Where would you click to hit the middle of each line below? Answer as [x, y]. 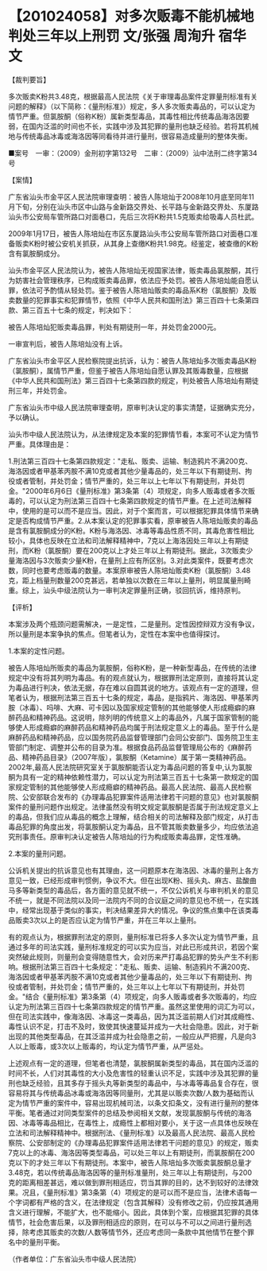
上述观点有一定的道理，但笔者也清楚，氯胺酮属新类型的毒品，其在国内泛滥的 [133, 1063]
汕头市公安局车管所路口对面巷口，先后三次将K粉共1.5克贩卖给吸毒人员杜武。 [133, 216]
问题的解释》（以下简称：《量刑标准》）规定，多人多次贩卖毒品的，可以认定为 [132, 106]
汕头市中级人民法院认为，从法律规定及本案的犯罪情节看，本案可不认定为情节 [133, 434]
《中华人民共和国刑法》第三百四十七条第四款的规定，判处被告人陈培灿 [123, 380]
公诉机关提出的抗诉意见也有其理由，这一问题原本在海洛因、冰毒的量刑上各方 [133, 870]
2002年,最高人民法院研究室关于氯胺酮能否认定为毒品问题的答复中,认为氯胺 [130, 767]
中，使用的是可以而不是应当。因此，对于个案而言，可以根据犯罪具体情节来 [130, 510]
